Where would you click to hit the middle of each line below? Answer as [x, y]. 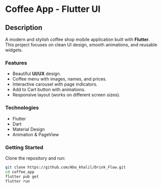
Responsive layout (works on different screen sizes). [66, 95]
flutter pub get [22, 177]
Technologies [22, 108]
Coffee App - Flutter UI [53, 9]
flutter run [17, 181]
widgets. [14, 50]
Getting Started [24, 147]
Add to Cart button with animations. [49, 90]
